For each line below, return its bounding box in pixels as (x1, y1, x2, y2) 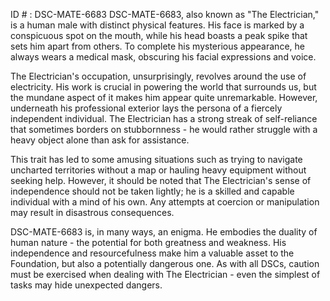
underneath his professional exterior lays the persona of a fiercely (10, 102, 283, 114)
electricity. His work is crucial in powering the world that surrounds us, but (10, 81, 317, 93)
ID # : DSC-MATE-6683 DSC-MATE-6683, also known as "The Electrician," (10, 9, 320, 20)
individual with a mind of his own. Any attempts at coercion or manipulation (10, 196, 320, 208)
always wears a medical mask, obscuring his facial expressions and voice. (10, 51, 317, 63)
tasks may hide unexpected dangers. (10, 279, 163, 291)
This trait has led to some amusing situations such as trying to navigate (10, 154, 303, 165)
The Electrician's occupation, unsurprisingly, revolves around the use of (10, 70, 307, 82)
